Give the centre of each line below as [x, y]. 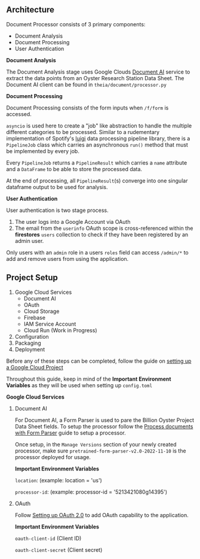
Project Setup [32, 278]
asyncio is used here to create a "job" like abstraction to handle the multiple [99, 126]
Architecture [30, 10]
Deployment [30, 349]
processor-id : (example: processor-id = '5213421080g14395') [91, 492]
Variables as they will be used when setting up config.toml [79, 385]
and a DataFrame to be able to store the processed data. [74, 169]
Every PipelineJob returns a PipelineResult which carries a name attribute [97, 162]
